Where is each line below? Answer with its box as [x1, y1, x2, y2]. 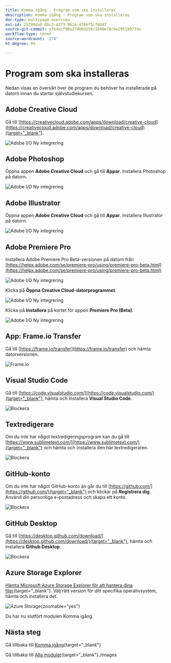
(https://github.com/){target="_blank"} [5, 488, 87, 495]
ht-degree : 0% [5, 41, 36, 46]
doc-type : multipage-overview [5, 17, 70, 22]
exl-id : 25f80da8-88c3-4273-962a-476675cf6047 [5, 22, 107, 27]
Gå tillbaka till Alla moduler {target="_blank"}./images [5, 652, 117, 658]
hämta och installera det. [5, 593, 58, 599]
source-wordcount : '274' [5, 37, 59, 42]
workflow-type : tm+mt [5, 31, 52, 37]
